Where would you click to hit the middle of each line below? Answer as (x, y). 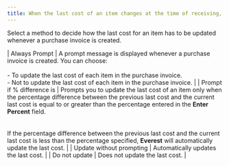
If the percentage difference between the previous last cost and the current (114, 133)
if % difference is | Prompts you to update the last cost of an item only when (114, 89)
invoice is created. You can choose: (57, 60)
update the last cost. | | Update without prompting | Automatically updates (112, 148)
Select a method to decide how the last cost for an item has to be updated (112, 33)
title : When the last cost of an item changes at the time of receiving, (115, 13)
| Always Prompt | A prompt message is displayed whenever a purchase (109, 53)
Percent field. (26, 111)
